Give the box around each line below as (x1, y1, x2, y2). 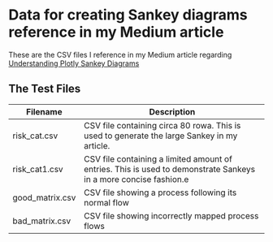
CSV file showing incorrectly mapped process (84, 210, 259, 221)
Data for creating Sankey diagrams (8, 6, 248, 24)
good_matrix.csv (12, 192, 76, 203)
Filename (25, 106, 63, 117)
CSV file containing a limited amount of (84, 153, 233, 164)
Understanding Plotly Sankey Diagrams (8, 58, 140, 68)
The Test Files (8, 82, 81, 96)
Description (149, 106, 196, 117)
